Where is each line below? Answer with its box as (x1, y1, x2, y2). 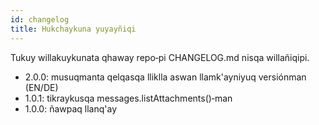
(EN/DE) (24, 81, 59, 93)
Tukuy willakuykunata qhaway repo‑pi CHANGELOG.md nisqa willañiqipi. (10, 51, 310, 63)
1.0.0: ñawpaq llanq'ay (24, 102, 118, 115)
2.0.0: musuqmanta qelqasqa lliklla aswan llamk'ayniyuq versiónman (24, 71, 307, 83)
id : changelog (10, 14, 70, 25)
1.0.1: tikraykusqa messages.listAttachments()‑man (24, 92, 233, 104)
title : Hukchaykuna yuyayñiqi (10, 24, 137, 34)
